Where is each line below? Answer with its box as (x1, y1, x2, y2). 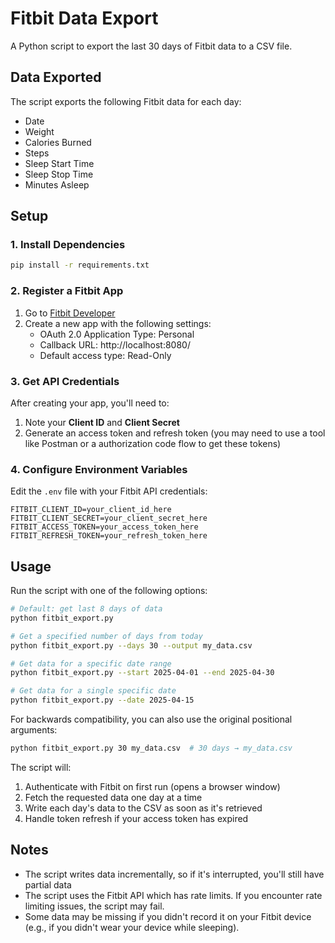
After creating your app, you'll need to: (10, 397, 170, 409)
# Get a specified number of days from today (10, 631, 203, 641)
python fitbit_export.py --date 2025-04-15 (10, 695, 195, 706)
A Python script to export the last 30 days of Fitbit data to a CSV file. (10, 40, 293, 52)
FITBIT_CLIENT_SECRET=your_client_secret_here (10, 513, 208, 524)
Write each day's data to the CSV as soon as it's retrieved (24, 802, 263, 814)
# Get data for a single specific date (10, 686, 177, 696)
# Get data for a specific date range (10, 658, 172, 669)
